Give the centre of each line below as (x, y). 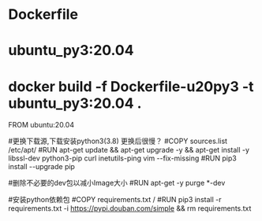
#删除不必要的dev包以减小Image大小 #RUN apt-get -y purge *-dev (117, 183)
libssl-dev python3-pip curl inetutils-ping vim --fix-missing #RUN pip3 (122, 158)
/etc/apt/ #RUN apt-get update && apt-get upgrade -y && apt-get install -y (129, 150)
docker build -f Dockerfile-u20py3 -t (131, 86)
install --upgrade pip (41, 167)
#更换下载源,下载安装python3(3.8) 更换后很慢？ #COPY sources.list (118, 141)
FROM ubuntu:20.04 (41, 125)
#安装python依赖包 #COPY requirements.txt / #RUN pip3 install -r (115, 200)
